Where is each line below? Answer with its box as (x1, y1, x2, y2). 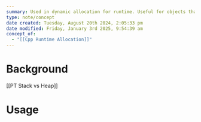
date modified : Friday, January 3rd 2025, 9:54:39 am (6, 25, 144, 32)
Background (6, 62, 68, 76)
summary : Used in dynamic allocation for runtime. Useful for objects (6, 8, 186, 15)
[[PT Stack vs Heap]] (6, 82, 58, 89)
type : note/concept (6, 14, 55, 20)
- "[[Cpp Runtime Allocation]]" (11, 36, 93, 42)
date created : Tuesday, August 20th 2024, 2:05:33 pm (6, 20, 144, 26)
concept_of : (6, 31, 36, 37)
